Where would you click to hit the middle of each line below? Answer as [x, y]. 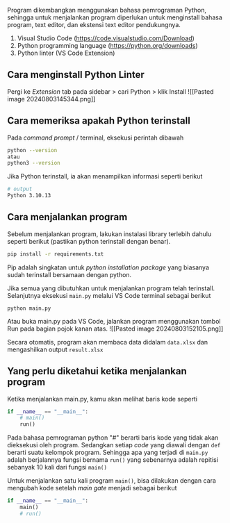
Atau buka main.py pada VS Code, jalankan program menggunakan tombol [114, 321]
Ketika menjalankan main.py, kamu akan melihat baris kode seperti [102, 399]
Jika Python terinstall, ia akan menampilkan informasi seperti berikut [105, 176]
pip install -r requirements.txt [56, 254]
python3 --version [34, 163]
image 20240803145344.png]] [51, 99]
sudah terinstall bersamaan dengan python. [69, 274]
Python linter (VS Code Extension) [66, 53]
